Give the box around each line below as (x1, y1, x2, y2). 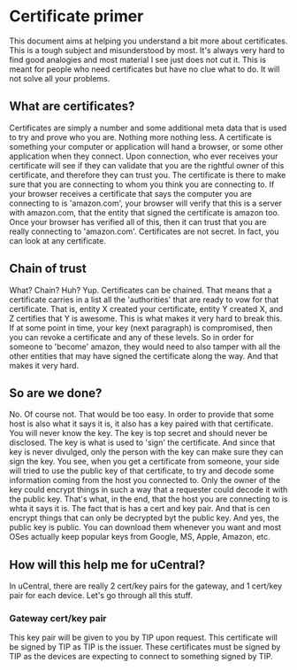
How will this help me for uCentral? (9, 557, 206, 573)
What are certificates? (9, 99, 135, 114)
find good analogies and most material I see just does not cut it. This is (9, 54, 267, 65)
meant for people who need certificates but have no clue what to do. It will (9, 64, 280, 74)
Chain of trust (9, 261, 87, 277)
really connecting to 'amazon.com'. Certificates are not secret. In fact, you (9, 226, 280, 237)
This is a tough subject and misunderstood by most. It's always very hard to (9, 44, 286, 55)
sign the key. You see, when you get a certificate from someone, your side (9, 456, 280, 467)
